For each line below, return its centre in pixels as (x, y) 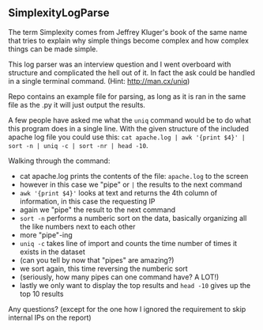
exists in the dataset (52, 252)
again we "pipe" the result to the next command (98, 210)
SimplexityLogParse (59, 13)
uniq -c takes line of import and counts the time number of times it (128, 243)
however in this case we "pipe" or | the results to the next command (131, 184)
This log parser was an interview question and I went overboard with (120, 64)
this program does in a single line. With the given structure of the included (129, 128)
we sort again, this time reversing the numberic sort (103, 268)
